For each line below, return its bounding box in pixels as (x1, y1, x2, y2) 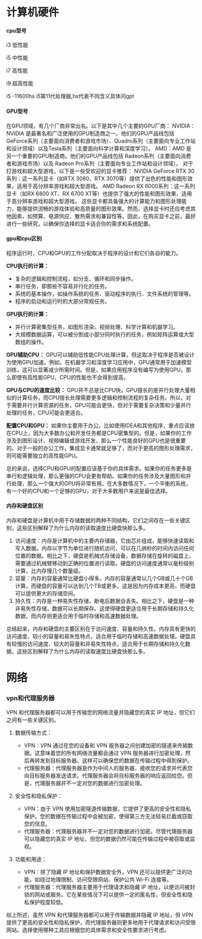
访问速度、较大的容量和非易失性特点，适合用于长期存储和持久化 (26, 640, 185, 647)
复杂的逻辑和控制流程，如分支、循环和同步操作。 (14, 275, 136, 282)
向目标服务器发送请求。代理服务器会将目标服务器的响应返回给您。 (23, 772, 188, 779)
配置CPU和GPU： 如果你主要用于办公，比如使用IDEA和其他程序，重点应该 (6, 422, 190, 429)
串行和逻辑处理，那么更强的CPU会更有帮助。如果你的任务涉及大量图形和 (6, 472, 186, 479)
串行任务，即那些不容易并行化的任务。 (14, 282, 110, 290)
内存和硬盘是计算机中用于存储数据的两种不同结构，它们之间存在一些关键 (6, 517, 185, 524)
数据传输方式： (14, 729, 52, 737)
